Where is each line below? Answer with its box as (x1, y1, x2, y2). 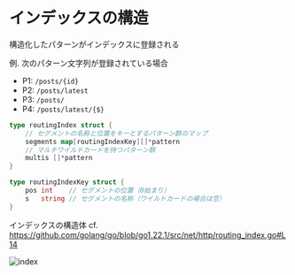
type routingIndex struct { (9, 120, 113, 129)
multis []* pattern (25, 154, 93, 163)
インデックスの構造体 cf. (9, 219, 98, 230)
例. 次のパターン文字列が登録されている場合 (9, 57, 168, 68)
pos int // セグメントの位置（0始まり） (25, 187, 171, 195)
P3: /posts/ (21, 94, 65, 104)
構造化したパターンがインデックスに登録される (9, 39, 180, 50)
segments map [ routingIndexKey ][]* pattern (25, 137, 180, 146)
